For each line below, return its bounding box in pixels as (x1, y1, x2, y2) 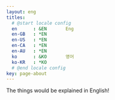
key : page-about (6, 70, 47, 77)
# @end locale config (11, 64, 66, 71)
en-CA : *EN (11, 43, 47, 49)
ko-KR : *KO (11, 59, 47, 65)
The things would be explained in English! (6, 87, 110, 94)
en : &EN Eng (11, 25, 74, 32)
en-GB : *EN (11, 31, 47, 37)
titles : (6, 14, 26, 20)
